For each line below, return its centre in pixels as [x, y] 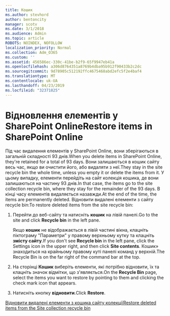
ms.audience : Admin [26, 34]
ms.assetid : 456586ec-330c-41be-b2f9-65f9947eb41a [60, 62]
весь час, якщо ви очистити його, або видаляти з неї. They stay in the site [84, 167]
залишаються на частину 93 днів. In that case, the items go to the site [79, 183]
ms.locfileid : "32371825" [32, 90]
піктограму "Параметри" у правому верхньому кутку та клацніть [83, 235]
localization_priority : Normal [38, 48]
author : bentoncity [26, 19]
